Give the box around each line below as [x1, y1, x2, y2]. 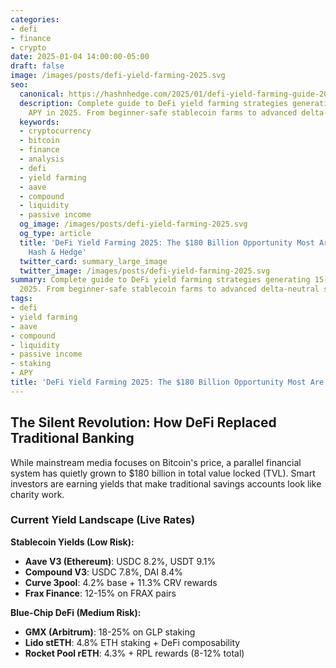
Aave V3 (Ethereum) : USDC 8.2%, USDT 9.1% [24, 555, 217, 567]
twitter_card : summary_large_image [19, 256, 168, 266]
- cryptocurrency [19, 126, 92, 136]
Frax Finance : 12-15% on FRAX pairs [24, 587, 177, 599]
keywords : [19, 117, 60, 127]
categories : [10, 14, 60, 25]
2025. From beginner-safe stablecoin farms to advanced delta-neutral [19, 284, 320, 295]
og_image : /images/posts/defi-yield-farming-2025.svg [19, 219, 248, 230]
